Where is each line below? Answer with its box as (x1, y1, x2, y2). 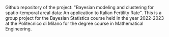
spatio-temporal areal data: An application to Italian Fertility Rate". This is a (5, 10, 162, 16)
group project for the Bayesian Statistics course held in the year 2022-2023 (5, 15, 164, 21)
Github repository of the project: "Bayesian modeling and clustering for (5, 5, 154, 10)
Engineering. (5, 26, 32, 32)
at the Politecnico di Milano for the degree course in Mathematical (5, 20, 144, 26)
